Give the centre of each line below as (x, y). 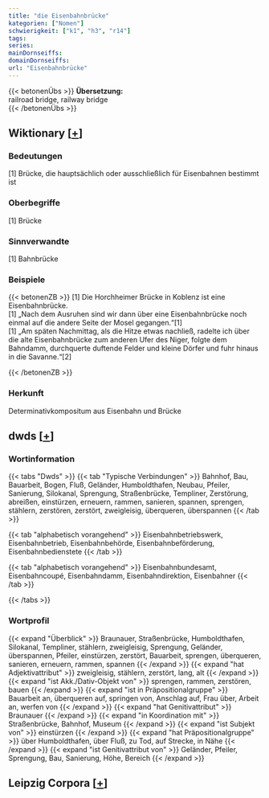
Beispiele (27, 280)
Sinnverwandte (39, 241)
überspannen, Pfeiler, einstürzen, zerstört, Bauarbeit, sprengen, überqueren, (135, 655)
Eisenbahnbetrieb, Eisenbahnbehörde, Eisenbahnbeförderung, (112, 543)
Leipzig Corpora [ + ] (58, 783)
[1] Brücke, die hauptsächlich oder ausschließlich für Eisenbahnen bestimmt (134, 174)
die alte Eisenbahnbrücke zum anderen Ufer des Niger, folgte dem (118, 340)
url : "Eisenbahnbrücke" (48, 68)
